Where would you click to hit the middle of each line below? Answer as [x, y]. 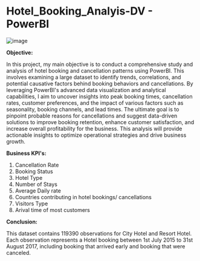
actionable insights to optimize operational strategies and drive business [96, 135]
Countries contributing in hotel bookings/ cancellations [83, 197]
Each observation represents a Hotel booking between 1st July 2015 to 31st [100, 240]
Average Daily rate [38, 190]
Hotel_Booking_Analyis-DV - [79, 11]
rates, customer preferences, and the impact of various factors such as [95, 103]
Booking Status [34, 171]
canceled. [19, 253]
